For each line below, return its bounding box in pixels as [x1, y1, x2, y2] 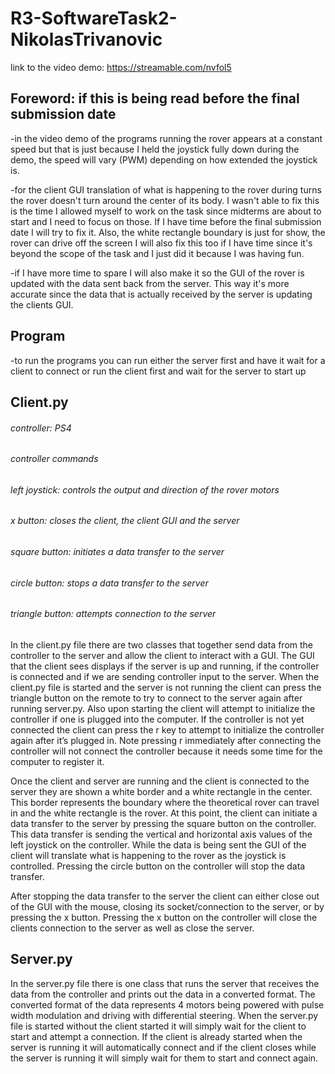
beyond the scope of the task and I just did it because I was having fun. [10, 247, 305, 259]
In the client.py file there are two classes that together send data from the [10, 638, 314, 651]
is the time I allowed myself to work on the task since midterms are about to [10, 205, 322, 217]
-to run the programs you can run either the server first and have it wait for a [10, 354, 326, 366]
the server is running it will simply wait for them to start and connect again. [10, 1052, 319, 1064]
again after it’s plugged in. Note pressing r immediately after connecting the [10, 734, 322, 746]
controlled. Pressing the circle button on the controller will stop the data [10, 860, 306, 872]
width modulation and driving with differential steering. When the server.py [10, 1009, 319, 1021]
